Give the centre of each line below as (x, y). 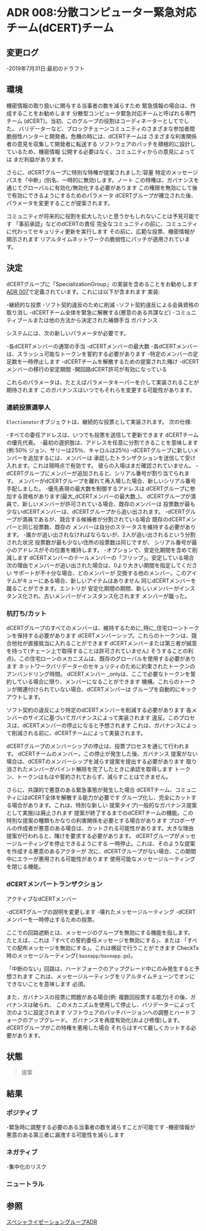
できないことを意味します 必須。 (48, 984)
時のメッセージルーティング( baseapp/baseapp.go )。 (71, 955)
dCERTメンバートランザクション (55, 884)
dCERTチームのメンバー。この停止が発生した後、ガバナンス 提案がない (108, 754)
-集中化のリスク (27, 1167)
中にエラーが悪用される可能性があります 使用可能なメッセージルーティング (101, 859)
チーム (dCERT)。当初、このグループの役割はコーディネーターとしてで (95, 121)
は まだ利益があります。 (36, 159)
